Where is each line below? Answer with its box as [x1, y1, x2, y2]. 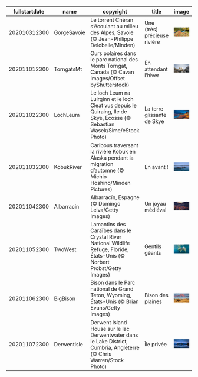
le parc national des [90, 56, 138, 63]
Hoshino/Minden [90, 179, 131, 186]
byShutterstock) [90, 81, 130, 88]
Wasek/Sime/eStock [90, 127, 140, 134]
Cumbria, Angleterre [90, 344, 140, 351]
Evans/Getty [90, 304, 121, 311]
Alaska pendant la [90, 154, 134, 161]
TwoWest [54, 246, 77, 253]
